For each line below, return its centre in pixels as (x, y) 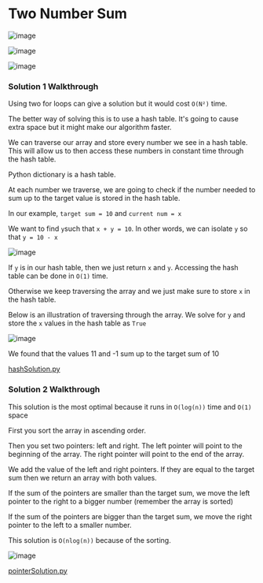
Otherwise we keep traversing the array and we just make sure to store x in (129, 291)
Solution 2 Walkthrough (54, 389)
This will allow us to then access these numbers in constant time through (126, 151)
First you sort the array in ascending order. (77, 430)
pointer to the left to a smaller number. (70, 525)
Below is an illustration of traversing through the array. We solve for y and (127, 315)
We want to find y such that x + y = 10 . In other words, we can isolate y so (128, 228)
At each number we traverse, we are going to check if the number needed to (132, 190)
